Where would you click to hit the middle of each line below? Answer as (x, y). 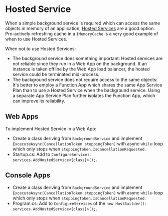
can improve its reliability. (39, 100)
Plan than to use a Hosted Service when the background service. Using (86, 90)
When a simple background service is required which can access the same (83, 23)
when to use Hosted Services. (36, 39)
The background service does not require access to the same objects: (85, 79)
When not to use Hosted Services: (41, 48)
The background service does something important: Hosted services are (88, 58)
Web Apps (22, 117)
